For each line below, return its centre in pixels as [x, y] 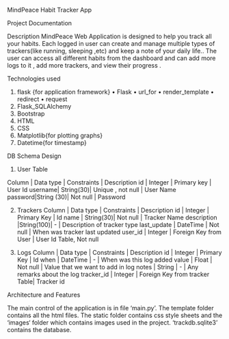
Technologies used [34, 79]
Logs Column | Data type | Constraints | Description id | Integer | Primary [119, 253]
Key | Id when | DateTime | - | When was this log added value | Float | [114, 260]
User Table [32, 169]
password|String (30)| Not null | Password [66, 197]
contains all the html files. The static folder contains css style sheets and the [115, 315]
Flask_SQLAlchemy [44, 106]
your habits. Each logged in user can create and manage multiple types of [111, 43]
